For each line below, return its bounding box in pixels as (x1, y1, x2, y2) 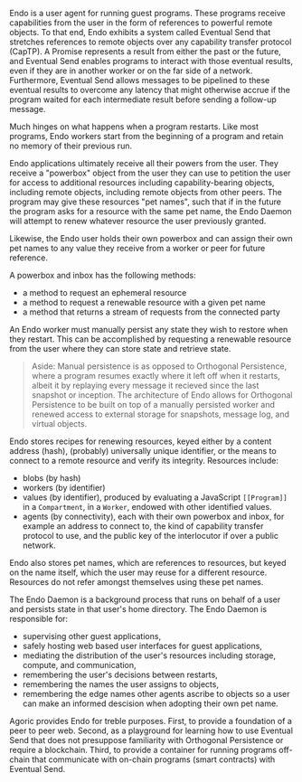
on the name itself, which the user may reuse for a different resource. (9, 567, 268, 578)
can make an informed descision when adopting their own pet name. (22, 698, 278, 709)
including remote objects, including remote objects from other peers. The (9, 187, 283, 197)
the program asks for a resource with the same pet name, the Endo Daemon (9, 206, 292, 216)
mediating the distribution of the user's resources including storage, (22, 650, 277, 661)
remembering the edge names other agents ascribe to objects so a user (22, 689, 290, 699)
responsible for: (9, 614, 69, 624)
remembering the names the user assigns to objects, (22, 679, 220, 690)
